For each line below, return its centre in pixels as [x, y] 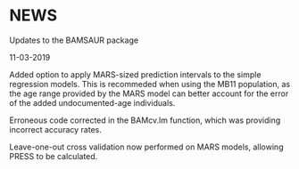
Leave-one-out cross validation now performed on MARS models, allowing [146, 147]
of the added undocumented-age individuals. [92, 102]
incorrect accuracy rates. [56, 129]
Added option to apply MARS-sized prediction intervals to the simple [135, 74]
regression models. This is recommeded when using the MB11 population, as [150, 84]
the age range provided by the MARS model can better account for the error [149, 93]
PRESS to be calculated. [54, 156]
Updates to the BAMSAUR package [74, 40]
